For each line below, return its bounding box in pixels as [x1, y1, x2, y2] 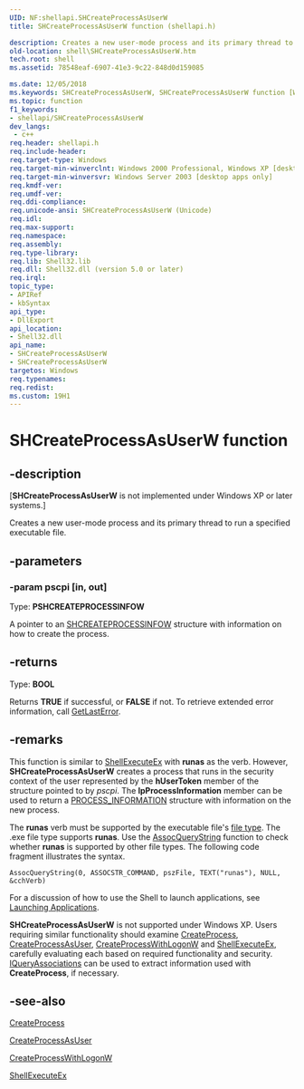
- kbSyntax [9, 298, 51, 308]
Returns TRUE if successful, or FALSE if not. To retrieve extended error [9, 696, 274, 707]
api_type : [9, 307, 47, 316]
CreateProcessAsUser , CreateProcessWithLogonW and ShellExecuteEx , [9, 939, 278, 949]
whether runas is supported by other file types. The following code [9, 841, 260, 852]
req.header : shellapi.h [9, 139, 100, 148]
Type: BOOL [9, 679, 55, 689]
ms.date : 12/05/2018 [9, 80, 88, 89]
